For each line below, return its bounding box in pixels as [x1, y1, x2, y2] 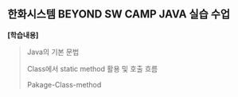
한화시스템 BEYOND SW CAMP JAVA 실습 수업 [7, 7, 231, 21]
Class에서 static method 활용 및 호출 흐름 [26, 64, 158, 73]
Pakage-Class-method [26, 80, 102, 89]
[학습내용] [7, 30, 39, 40]
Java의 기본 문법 [26, 47, 80, 56]
